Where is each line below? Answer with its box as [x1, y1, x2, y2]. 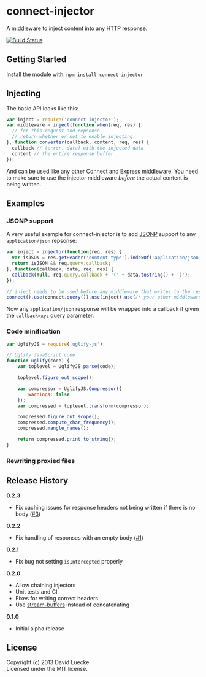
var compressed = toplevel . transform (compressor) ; [17, 403, 150, 409]
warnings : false [28, 391, 70, 397]
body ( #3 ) [15, 510, 41, 518]
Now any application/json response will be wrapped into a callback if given [6, 305, 199, 313]
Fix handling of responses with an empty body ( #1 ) [15, 534, 144, 541]
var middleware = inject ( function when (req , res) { [6, 122, 141, 128]
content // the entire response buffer [12, 150, 114, 157]
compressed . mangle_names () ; [17, 425, 89, 432]
